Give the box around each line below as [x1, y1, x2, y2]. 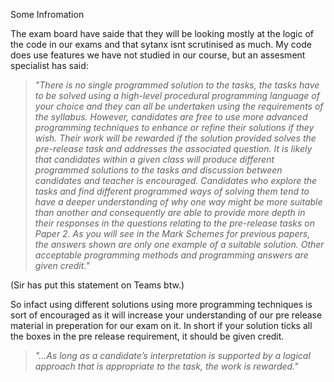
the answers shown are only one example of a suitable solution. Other [34, 239, 325, 250]
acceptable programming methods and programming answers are [34, 249, 309, 261]
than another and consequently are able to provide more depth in [34, 207, 306, 218]
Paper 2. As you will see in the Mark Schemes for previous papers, [34, 228, 311, 239]
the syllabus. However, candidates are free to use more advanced [34, 111, 308, 123]
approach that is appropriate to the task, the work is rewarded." [34, 360, 299, 372]
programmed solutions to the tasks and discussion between [34, 164, 283, 176]
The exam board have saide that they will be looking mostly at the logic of [10, 28, 315, 39]
